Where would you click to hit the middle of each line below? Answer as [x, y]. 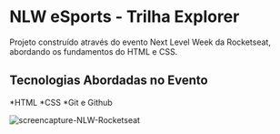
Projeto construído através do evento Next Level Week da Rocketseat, [140, 42]
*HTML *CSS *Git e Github [61, 102]
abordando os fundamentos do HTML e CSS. [94, 51]
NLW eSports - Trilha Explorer [125, 17]
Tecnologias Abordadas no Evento [109, 81]
